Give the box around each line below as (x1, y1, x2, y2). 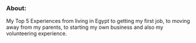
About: (6, 4, 27, 12)
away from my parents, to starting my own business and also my (6, 24, 164, 31)
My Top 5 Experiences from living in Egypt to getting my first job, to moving (6, 18, 191, 25)
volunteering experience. (6, 30, 67, 37)
